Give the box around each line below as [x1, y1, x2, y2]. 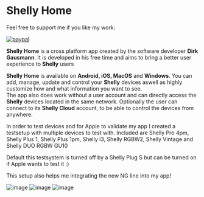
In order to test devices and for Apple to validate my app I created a [6, 122, 176, 130]
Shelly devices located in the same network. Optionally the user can [6, 98, 178, 105]
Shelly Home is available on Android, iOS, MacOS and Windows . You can [6, 72, 192, 79]
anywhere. [6, 111, 33, 118]
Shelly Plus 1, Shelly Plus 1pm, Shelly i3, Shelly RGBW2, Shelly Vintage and [6, 135, 194, 143]
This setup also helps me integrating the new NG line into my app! [6, 171, 172, 179]
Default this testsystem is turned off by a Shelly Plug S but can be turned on [6, 153, 197, 161]
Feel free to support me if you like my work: [6, 24, 116, 31]
